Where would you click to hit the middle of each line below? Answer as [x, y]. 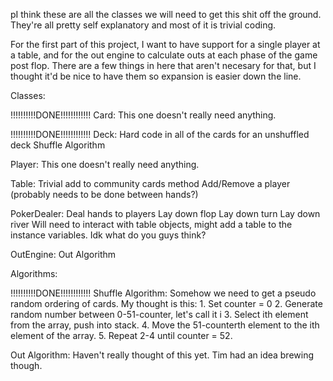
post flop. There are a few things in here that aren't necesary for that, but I [163, 65]
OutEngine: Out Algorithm [63, 254]
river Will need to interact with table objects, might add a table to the [151, 224]
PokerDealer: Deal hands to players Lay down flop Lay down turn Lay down [165, 213]
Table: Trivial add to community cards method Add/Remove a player [150, 183]
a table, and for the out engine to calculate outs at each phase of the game [164, 55]
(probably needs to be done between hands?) [104, 194]
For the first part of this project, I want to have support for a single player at [165, 44]
